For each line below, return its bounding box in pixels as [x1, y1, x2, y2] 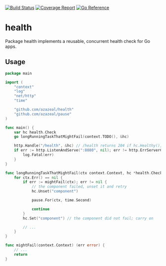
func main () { [5, 125, 35, 130]
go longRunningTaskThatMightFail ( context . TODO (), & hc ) [14, 134, 129, 139]
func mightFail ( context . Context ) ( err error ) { [5, 243, 105, 248]
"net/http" [14, 94, 37, 99]
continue [31, 206, 50, 212]
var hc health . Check [14, 130, 56, 135]
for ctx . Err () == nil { [14, 175, 63, 180]
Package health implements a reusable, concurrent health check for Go [5, 38, 151, 44]
